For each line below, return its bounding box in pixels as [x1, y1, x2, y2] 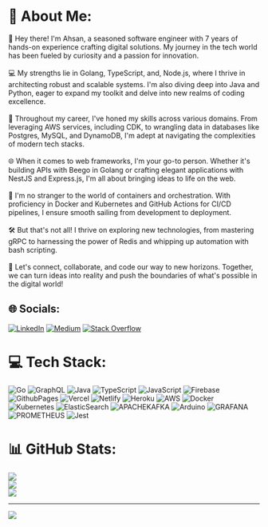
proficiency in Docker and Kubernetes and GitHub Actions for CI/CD [8, 199, 231, 209]
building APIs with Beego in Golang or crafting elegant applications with [8, 165, 244, 174]
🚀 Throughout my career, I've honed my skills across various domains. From [8, 114, 258, 123]
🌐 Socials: [8, 302, 61, 316]
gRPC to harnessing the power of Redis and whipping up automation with [8, 236, 249, 246]
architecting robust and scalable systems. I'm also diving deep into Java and [8, 79, 260, 89]
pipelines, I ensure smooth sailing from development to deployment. [8, 207, 232, 217]
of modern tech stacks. [8, 139, 85, 149]
